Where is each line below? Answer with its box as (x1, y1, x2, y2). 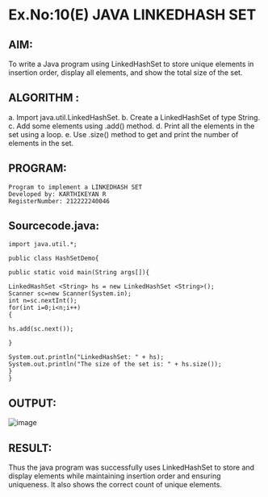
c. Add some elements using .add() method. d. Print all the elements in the (8, 121, 255, 131)
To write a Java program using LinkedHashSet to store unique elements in (8, 59, 254, 69)
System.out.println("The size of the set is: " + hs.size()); (8, 361, 222, 369)
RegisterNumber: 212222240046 (8, 197, 111, 205)
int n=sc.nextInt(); (8, 297, 78, 305)
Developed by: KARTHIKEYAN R (8, 190, 107, 198)
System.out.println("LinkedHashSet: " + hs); (8, 353, 164, 361)
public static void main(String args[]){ (8, 269, 150, 277)
